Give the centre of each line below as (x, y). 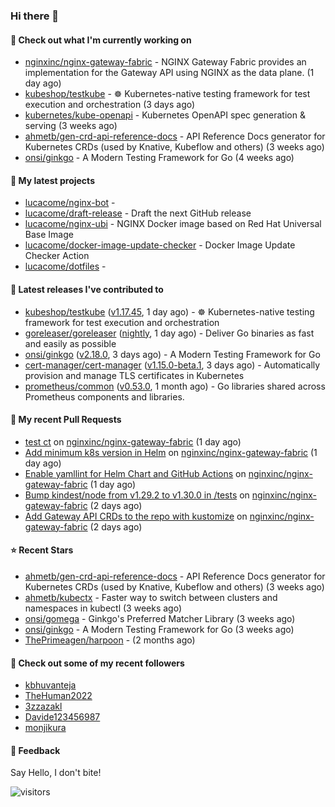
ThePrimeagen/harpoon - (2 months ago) (110, 640)
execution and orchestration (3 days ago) (110, 105)
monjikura (45, 728)
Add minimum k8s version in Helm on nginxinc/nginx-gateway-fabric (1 (171, 452)
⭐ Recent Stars (42, 550)
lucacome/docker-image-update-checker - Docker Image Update (160, 245)
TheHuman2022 (58, 696)
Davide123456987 (62, 717)
